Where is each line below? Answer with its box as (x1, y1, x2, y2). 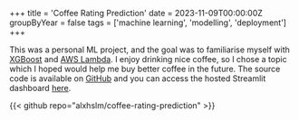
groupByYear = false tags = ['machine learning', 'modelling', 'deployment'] (9, 17, 287, 28)
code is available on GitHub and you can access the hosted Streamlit (9, 73, 266, 84)
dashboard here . (9, 83, 72, 93)
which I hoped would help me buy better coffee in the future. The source (9, 63, 281, 74)
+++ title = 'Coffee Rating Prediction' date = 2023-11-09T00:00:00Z (9, 8, 263, 18)
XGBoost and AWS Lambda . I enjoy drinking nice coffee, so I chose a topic (9, 54, 287, 64)
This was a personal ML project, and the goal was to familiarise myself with (9, 44, 290, 55)
